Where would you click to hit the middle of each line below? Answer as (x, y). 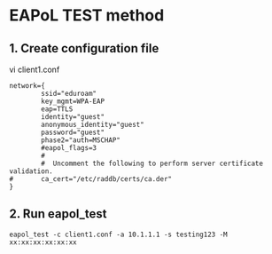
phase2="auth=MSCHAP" (81, 140)
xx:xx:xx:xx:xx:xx (43, 242)
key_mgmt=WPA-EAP (73, 101)
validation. (31, 171)
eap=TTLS (57, 109)
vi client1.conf (35, 69)
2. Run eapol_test (58, 214)
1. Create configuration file (84, 48)
